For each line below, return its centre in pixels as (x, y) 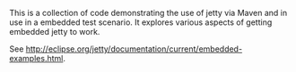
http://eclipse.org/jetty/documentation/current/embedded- (134, 49)
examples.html (36, 58)
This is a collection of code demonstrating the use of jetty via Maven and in (148, 13)
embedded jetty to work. (55, 32)
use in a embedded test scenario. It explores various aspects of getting (141, 22)
